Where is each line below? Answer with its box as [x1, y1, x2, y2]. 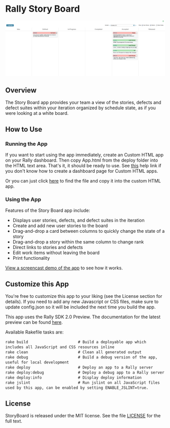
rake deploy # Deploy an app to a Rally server [5, 365, 153, 370]
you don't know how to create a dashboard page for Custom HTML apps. [5, 168, 158, 174]
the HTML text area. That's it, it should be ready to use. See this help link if [5, 163, 161, 169]
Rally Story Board [5, 3, 80, 15]
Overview [5, 86, 37, 95]
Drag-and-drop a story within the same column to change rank [12, 239, 144, 245]
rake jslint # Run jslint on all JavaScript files [5, 380, 160, 385]
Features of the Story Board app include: [5, 207, 90, 213]
